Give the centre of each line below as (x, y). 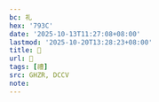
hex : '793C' (31, 26)
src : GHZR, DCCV (39, 75)
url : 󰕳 (21, 59)
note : (19, 83)
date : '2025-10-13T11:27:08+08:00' (75, 34)
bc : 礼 (21, 17)
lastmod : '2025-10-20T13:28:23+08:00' (81, 42)
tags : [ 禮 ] (29, 67)
